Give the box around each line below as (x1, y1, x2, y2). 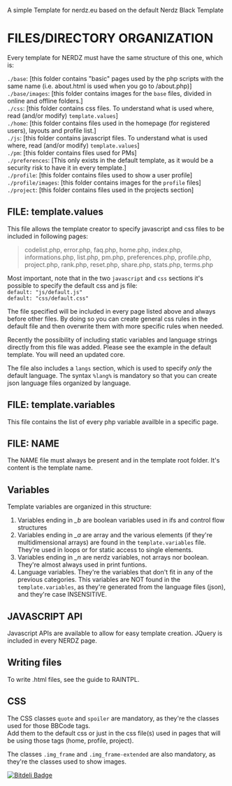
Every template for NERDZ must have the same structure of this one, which (7, 53, 224, 61)
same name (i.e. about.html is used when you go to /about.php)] (7, 82, 192, 90)
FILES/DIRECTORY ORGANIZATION (7, 31, 214, 46)
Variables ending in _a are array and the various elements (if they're (17, 531, 213, 539)
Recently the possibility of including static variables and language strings (7, 335, 218, 344)
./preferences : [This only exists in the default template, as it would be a (7, 156, 214, 164)
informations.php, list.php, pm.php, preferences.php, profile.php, (24, 253, 212, 261)
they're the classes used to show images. (7, 757, 127, 766)
